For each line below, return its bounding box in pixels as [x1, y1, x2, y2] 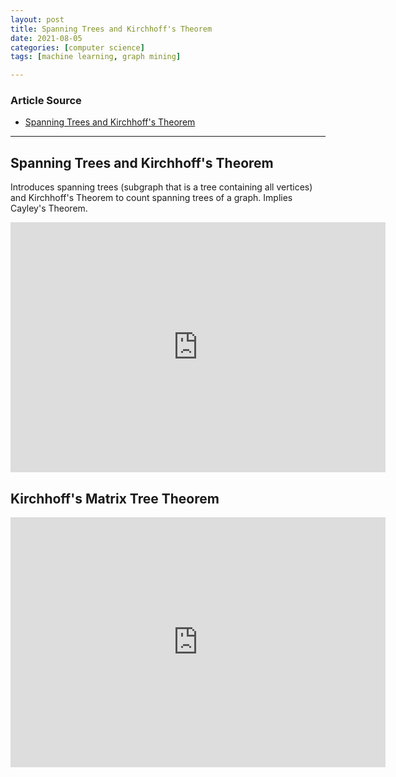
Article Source [10, 94, 82, 108]
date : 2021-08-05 [10, 33, 83, 43]
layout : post [10, 14, 65, 25]
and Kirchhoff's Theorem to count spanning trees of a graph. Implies [10, 192, 293, 204]
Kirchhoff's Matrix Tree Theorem [10, 490, 220, 507]
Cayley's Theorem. [10, 202, 88, 215]
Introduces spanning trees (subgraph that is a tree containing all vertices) [10, 181, 313, 193]
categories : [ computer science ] [10, 42, 145, 53]
